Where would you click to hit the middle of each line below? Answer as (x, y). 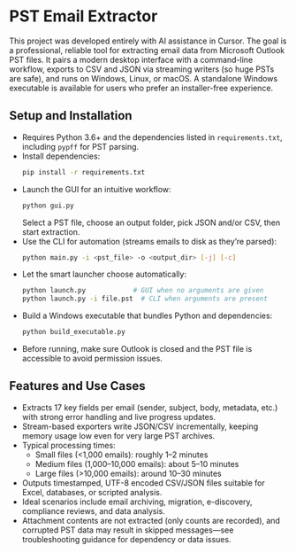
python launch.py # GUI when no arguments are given (143, 291)
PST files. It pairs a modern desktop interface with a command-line (131, 59)
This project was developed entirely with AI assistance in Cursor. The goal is (148, 41)
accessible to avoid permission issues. (92, 358)
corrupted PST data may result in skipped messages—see (128, 530)
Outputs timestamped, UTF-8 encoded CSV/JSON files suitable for (143, 483)
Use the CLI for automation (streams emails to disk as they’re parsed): (149, 241)
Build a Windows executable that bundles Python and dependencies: (147, 315)
